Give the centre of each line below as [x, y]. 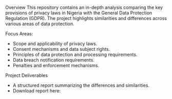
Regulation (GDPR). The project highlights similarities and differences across [86, 18]
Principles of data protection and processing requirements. [75, 54]
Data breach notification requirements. [54, 60]
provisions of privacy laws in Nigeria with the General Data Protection [79, 13]
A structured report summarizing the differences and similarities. [81, 85]
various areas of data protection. [40, 24]
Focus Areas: [19, 34]
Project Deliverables [26, 75]
